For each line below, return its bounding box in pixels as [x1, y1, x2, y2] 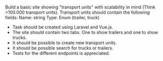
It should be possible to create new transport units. [12, 40, 117, 46]
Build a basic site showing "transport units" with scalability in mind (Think [5, 4, 156, 10]
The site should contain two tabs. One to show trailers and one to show [12, 30, 159, 35]
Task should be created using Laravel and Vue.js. [12, 24, 113, 30]
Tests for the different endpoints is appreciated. [12, 50, 110, 56]
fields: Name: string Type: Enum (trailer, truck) [5, 15, 100, 20]
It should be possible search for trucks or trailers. [12, 45, 113, 51]
